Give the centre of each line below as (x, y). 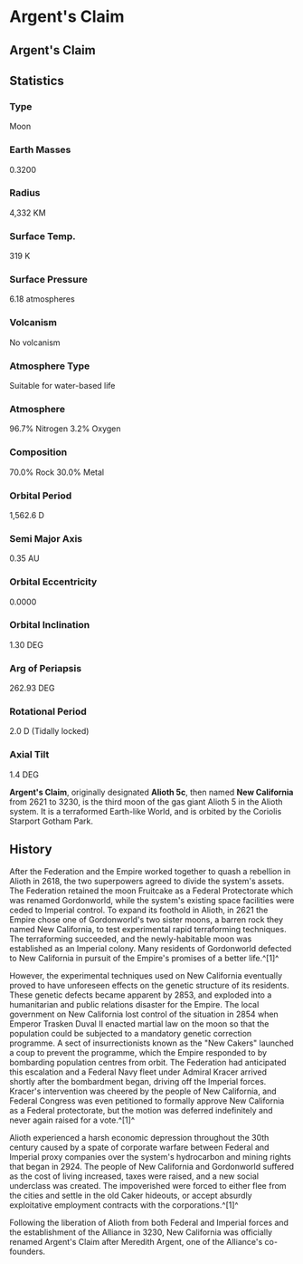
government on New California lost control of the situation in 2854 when (144, 1014)
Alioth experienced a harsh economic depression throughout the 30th (139, 1137)
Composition (38, 452)
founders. (28, 1251)
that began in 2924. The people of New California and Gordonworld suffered (152, 1166)
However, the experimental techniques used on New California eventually (146, 975)
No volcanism (35, 343)
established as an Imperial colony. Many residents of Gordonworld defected (151, 948)
